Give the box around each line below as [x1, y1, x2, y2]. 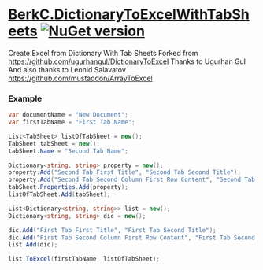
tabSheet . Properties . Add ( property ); [8, 183, 128, 191]
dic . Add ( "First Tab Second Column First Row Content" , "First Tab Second [8, 234, 256, 242]
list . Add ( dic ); [8, 241, 58, 249]
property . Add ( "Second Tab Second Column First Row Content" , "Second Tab [8, 176, 256, 184]
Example [8, 93, 43, 104]
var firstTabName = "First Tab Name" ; [8, 118, 135, 127]
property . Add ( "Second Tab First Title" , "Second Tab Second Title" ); [8, 168, 242, 176]
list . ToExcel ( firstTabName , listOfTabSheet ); [8, 255, 160, 263]
